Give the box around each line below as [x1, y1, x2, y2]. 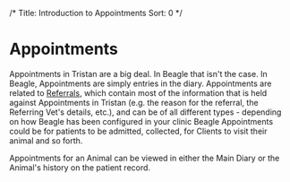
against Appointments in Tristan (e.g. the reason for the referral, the [9, 97, 259, 108]
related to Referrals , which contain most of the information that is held [9, 87, 268, 98]
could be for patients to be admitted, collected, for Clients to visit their [9, 126, 268, 136]
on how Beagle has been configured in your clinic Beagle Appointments [9, 116, 274, 126]
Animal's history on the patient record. [9, 161, 150, 173]
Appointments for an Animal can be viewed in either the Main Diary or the [9, 152, 280, 163]
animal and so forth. [9, 134, 83, 146]
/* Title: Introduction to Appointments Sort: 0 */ [9, 8, 183, 18]
